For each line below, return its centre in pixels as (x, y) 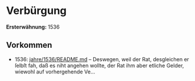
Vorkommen (29, 45)
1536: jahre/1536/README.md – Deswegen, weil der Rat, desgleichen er (102, 59)
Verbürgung (36, 11)
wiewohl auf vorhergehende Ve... (55, 72)
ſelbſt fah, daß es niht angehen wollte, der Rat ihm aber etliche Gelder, (99, 65)
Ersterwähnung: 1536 (33, 27)
